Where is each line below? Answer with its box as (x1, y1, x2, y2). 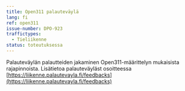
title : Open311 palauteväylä (6, 8, 79, 15)
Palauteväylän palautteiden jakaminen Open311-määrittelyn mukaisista (6, 58, 180, 66)
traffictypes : (6, 31, 42, 37)
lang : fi (6, 14, 28, 20)
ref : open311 (6, 20, 39, 26)
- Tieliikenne (11, 37, 47, 43)
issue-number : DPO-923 (6, 25, 63, 32)
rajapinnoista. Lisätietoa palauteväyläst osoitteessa (6, 65, 132, 72)
